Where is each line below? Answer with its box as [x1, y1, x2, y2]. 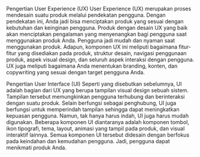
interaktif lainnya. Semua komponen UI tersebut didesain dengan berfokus [6, 131, 190, 138]
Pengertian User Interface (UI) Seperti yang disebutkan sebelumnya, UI [6, 80, 182, 87]
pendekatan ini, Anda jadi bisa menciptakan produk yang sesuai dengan [6, 18, 184, 25]
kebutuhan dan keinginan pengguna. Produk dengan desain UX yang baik [6, 24, 188, 31]
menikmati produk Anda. [6, 144, 67, 151]
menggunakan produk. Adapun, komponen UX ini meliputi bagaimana [6, 43, 178, 50]
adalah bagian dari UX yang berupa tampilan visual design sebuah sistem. [6, 87, 189, 93]
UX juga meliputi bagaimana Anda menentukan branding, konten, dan [6, 62, 178, 70]
